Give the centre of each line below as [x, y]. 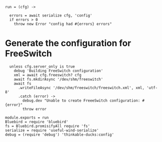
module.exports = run [27, 117]
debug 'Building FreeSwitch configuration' [59, 71]
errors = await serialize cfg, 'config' [51, 16]
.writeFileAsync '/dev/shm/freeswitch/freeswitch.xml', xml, [81, 88]
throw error [35, 109]
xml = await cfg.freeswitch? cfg [48, 75]
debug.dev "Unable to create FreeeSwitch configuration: [81, 100]
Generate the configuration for [68, 43]
